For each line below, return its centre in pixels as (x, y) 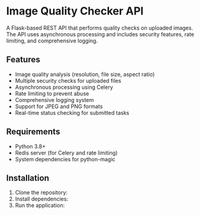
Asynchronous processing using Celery (64, 87)
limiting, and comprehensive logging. (52, 40)
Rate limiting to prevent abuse (52, 93)
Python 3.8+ (30, 146)
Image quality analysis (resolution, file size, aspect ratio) (85, 74)
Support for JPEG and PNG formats (59, 106)
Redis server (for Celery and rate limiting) (66, 153)
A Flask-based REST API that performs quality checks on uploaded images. (100, 28)
